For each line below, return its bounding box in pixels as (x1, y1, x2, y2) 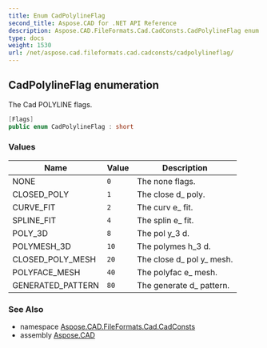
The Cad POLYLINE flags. (8, 99, 93, 109)
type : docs (8, 34, 45, 42)
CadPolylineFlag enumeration (8, 78, 160, 92)
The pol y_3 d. (137, 227, 190, 238)
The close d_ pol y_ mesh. (137, 254, 233, 265)
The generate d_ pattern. (137, 279, 230, 290)
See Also (8, 303, 44, 314)
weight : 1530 (8, 42, 52, 50)
